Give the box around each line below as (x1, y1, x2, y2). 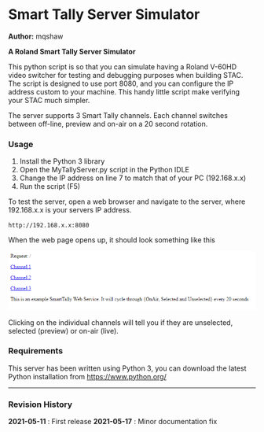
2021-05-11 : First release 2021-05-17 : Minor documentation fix (8, 417, 218, 426)
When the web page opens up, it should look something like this (8, 235, 216, 245)
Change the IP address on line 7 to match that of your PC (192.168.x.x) (19, 173, 247, 183)
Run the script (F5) (19, 182, 81, 191)
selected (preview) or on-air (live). (8, 326, 119, 335)
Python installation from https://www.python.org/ (8, 371, 167, 381)
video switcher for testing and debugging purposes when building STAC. (8, 70, 244, 79)
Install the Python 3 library (19, 157, 105, 166)
